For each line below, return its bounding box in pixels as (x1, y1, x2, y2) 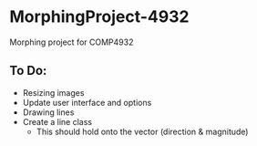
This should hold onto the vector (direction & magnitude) (36, 126, 249, 137)
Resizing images (22, 87, 85, 98)
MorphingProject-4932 (9, 6, 190, 27)
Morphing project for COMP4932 (9, 36, 134, 47)
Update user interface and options (22, 97, 152, 108)
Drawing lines (22, 107, 75, 118)
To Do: (9, 63, 47, 78)
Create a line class (22, 116, 93, 127)
